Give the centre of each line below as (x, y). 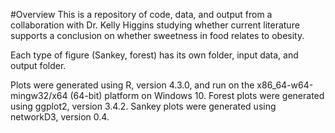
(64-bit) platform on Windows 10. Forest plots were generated (197, 95)
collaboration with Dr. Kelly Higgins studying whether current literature (155, 25)
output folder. (38, 65)
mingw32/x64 (39, 95)
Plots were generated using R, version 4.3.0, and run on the (132, 85)
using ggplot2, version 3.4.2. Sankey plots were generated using (143, 106)
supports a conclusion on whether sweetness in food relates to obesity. (157, 35)
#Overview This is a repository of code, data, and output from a (141, 14)
